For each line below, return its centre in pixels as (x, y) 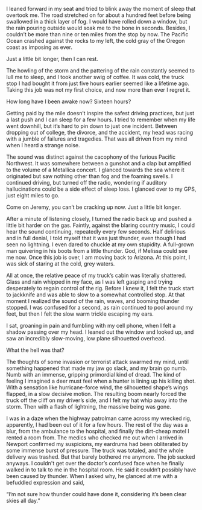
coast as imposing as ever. (39, 47)
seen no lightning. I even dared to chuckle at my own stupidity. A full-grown (100, 244)
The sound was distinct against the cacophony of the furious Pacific (91, 157)
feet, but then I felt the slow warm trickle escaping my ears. (80, 314)
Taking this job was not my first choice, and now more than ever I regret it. (99, 90)
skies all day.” (23, 501)
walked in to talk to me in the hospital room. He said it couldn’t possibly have (101, 470)
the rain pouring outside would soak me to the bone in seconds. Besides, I (98, 28)
